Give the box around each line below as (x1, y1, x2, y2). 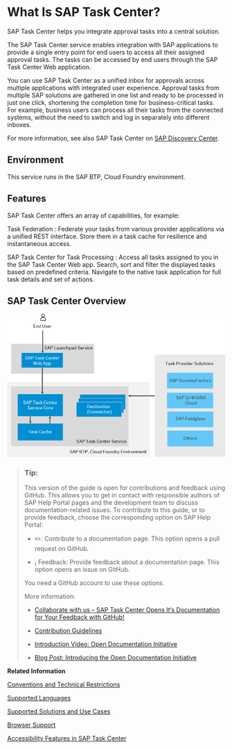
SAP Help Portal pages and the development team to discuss (24, 498, 199, 507)
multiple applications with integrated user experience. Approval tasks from (7, 83, 220, 92)
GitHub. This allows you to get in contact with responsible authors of (24, 491, 220, 500)
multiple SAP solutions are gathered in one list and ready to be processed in (7, 91, 224, 99)
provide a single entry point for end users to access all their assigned (7, 48, 205, 56)
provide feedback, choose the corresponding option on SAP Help (24, 513, 211, 522)
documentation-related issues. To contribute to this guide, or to (24, 506, 206, 514)
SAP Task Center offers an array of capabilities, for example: (7, 211, 180, 220)
